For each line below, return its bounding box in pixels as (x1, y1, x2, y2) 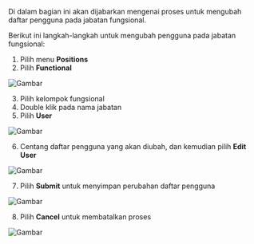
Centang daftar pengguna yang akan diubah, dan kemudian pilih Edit (19, 142, 247, 151)
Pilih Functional (19, 63, 72, 73)
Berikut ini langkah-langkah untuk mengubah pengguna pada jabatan (8, 31, 236, 40)
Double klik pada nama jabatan (19, 103, 122, 112)
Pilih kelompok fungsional (19, 94, 105, 103)
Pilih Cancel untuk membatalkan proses (19, 212, 152, 222)
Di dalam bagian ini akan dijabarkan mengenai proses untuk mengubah (8, 7, 242, 16)
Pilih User (19, 111, 53, 120)
